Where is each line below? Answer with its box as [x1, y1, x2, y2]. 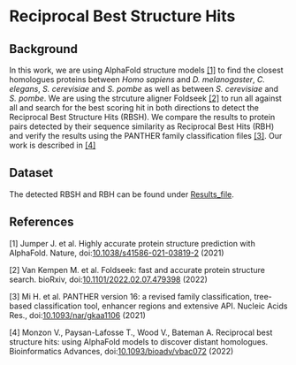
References [9, 215, 74, 230]
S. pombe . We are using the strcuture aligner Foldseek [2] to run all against [9, 93, 283, 103]
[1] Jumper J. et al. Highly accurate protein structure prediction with [9, 238, 256, 248]
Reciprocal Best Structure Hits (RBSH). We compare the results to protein [9, 112, 276, 122]
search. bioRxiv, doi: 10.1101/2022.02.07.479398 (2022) [9, 274, 208, 285]
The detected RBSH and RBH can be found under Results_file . [9, 188, 234, 200]
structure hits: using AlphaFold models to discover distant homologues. [9, 336, 269, 346]
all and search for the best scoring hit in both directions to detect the [9, 103, 259, 112]
